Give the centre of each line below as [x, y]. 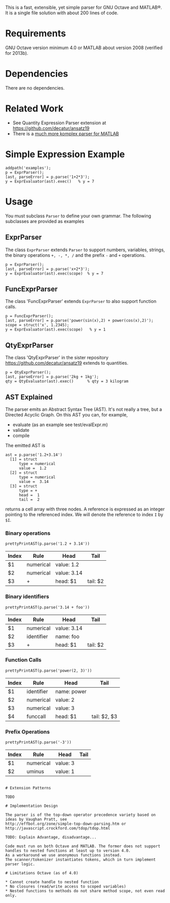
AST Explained [29, 397]
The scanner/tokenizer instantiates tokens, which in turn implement [81, 860]
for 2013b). [17, 53]
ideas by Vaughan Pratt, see [36, 820]
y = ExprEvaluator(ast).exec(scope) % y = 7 [54, 273]
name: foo [67, 636]
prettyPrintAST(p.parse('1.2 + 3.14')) [48, 544]
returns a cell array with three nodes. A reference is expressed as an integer [85, 509]
